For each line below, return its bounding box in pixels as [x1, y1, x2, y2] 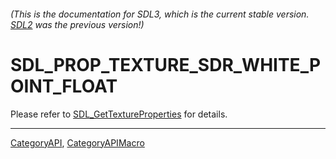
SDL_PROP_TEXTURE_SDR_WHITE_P [10, 53, 322, 76]
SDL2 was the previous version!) [10, 18, 145, 30]
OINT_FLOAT [10, 75, 118, 97]
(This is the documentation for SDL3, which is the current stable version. [10, 8, 310, 20]
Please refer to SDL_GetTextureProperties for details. [10, 108, 228, 120]
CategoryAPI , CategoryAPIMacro [10, 136, 145, 149]
